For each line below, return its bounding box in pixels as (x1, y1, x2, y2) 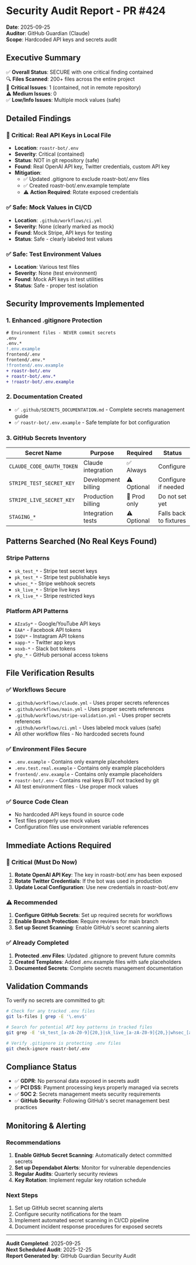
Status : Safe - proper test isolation (14, 282, 98, 289)
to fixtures (158, 517, 187, 525)
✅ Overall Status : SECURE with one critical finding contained (6, 69, 153, 76)
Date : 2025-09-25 (6, 23, 51, 30)
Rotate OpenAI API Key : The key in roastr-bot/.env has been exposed (14, 871, 183, 878)
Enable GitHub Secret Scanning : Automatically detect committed (14, 1152, 172, 1159)
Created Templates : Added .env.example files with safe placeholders (14, 958, 182, 965)
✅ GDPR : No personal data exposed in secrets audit (14, 1078, 139, 1085)
